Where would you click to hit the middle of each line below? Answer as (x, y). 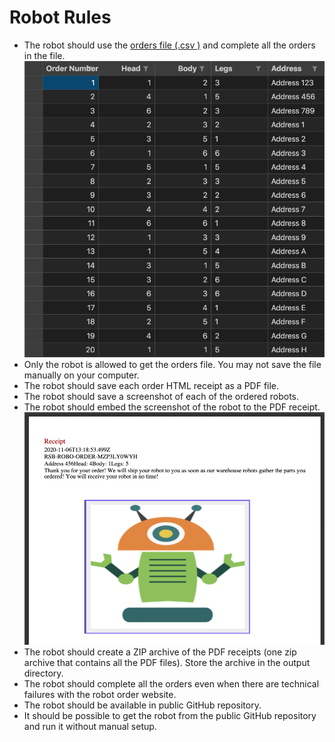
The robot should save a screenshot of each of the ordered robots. (161, 397)
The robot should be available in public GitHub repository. (142, 705)
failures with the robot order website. (100, 695)
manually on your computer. (81, 375)
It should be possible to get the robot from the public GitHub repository (170, 716)
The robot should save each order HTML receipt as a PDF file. (151, 386)
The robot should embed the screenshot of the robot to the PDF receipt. (172, 407)
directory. (43, 673)
